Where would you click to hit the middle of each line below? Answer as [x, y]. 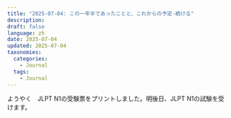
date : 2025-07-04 [32, 40]
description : [26, 20]
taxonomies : [24, 53]
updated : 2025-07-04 [37, 46]
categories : [31, 59]
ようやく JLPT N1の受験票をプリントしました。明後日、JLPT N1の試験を [113, 99]
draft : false [26, 26]
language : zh [26, 33]
